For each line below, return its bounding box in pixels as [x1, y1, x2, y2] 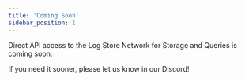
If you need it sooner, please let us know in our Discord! [8, 64, 190, 73]
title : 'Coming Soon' [8, 11, 80, 20]
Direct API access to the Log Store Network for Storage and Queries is [8, 40, 237, 50]
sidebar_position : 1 [8, 19, 77, 27]
